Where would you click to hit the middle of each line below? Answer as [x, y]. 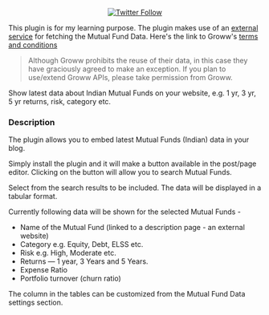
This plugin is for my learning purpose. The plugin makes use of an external [133, 28]
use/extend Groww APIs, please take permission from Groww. [130, 77]
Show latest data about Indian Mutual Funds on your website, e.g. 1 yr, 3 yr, [132, 93]
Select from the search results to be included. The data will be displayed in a [135, 188]
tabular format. [33, 196]
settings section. [36, 303]
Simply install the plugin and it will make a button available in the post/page [132, 164]
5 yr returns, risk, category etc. [59, 101]
